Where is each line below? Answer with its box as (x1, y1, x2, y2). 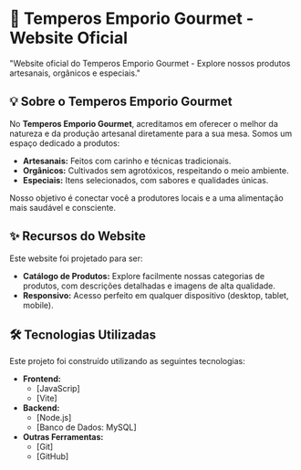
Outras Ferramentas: (22, 432, 104, 443)
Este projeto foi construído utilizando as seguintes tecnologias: (9, 356, 245, 367)
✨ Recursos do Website (9, 228, 146, 245)
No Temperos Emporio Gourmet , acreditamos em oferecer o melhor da (9, 118, 278, 129)
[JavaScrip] (36, 383, 80, 394)
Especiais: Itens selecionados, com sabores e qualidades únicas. (22, 174, 269, 185)
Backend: (22, 402, 60, 413)
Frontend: (22, 373, 61, 384)
